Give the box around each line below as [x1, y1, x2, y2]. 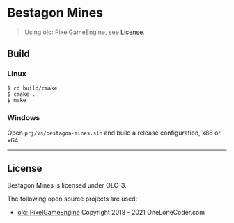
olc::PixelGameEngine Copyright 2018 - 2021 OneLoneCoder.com [17, 208, 205, 216]
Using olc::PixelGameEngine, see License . [24, 28, 145, 36]
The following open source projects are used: [7, 195, 138, 203]
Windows [7, 113, 40, 122]
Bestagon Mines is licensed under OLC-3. [7, 181, 127, 189]
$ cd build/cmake [7, 85, 58, 92]
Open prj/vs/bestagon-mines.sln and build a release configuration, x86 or [7, 129, 221, 137]
